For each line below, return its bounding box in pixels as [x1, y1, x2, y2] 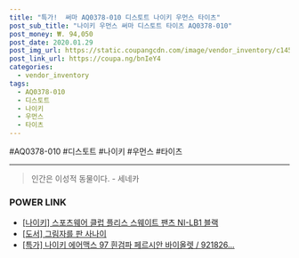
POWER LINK [9, 196, 67, 208]
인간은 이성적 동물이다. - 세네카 [30, 173, 140, 183]
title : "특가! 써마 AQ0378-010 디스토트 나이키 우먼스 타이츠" [9, 12, 221, 22]
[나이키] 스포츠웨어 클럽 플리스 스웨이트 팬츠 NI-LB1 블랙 [21, 217, 219, 228]
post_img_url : [9, 46, 62, 55]
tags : [9, 79, 29, 88]
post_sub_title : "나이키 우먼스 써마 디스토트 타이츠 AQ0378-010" [9, 21, 233, 30]
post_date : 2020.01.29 [9, 37, 93, 47]
